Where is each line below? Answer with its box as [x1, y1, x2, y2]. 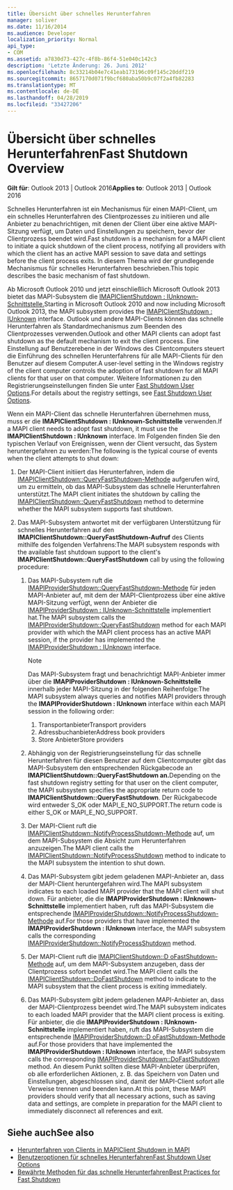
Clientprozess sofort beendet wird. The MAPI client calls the [27, 967, 198, 975]
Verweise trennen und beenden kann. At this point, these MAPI [27, 1084, 207, 1092]
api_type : [7, 43, 36, 50]
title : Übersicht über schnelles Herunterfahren [7, 10, 151, 17]
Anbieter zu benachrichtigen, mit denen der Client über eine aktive [7, 219, 198, 227]
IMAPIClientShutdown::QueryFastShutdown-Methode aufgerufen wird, [17, 475, 220, 483]
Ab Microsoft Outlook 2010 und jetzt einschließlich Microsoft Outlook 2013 [7, 285, 220, 293]
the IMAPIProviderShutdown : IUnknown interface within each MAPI [27, 699, 226, 708]
